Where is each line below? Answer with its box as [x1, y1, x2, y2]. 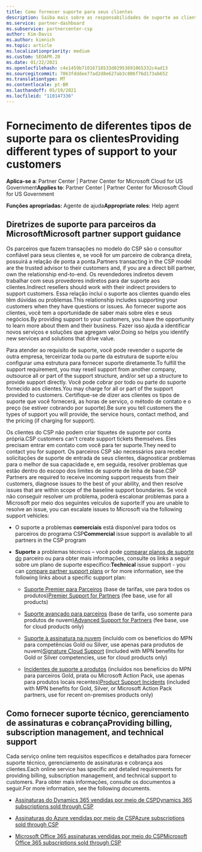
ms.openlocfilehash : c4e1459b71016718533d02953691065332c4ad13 [6, 65, 168, 71]
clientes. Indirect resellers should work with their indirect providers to [6, 283, 176, 290]
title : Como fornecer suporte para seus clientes [6, 8, 133, 15]
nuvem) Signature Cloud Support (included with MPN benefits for [23, 647, 185, 655]
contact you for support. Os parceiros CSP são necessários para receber [6, 448, 187, 455]
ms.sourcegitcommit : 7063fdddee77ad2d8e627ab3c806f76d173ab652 [6, 71, 168, 77]
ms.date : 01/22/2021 [6, 59, 58, 65]
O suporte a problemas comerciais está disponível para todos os [14, 523, 176, 531]
